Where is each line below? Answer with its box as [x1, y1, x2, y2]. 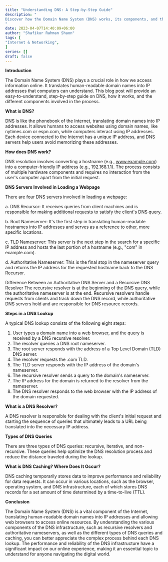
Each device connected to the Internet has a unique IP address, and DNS [5, 134, 155, 140]
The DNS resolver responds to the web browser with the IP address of [12, 388, 157, 394]
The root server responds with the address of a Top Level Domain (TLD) [12, 346, 161, 352]
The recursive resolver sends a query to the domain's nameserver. [12, 372, 150, 378]
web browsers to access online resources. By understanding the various [5, 519, 154, 525]
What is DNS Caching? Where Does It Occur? [5, 463, 101, 469]
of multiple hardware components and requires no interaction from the [5, 169, 150, 175]
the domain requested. [12, 394, 59, 400]
